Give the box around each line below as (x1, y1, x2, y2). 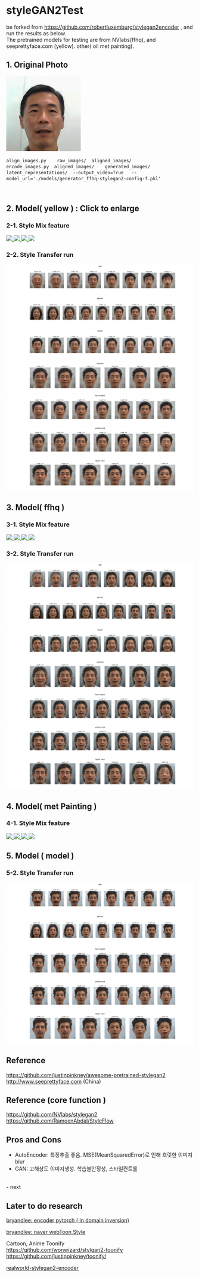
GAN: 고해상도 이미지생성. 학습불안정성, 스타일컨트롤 (14, 1165, 138, 1172)
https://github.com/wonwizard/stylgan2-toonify (6, 1246, 123, 1254)
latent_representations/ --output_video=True (6, 169, 124, 175)
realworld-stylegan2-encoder (6, 1264, 79, 1272)
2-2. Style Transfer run (6, 251, 74, 259)
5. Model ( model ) (6, 851, 74, 861)
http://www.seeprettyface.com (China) (6, 1078, 101, 1085)
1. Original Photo (6, 60, 69, 70)
